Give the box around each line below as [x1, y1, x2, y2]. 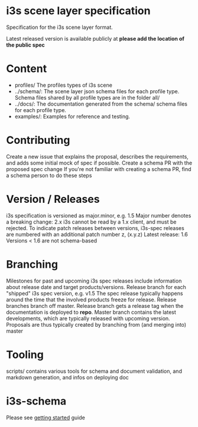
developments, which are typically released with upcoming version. [6, 314, 170, 322]
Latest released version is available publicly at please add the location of [6, 35, 185, 42]
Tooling [6, 348, 44, 361]
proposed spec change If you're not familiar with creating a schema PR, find [6, 165, 191, 172]
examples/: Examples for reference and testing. [14, 113, 131, 120]
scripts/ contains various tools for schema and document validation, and [6, 367, 182, 375]
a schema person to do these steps [6, 172, 92, 179]
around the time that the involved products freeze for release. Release [6, 296, 177, 303]
